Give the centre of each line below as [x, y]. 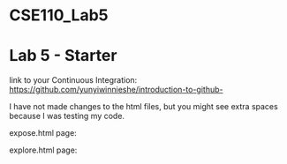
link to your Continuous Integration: [73, 80]
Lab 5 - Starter [63, 56]
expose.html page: [43, 133]
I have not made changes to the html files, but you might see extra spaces [143, 107]
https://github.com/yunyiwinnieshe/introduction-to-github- [116, 90]
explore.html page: [43, 150]
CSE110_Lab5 [59, 15]
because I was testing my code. [67, 116]
